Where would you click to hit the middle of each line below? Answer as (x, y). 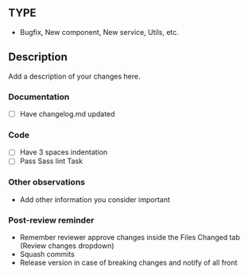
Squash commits (47, 254)
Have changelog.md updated (67, 113)
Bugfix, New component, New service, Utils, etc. (99, 32)
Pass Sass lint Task (51, 161)
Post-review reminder (51, 220)
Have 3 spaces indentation (64, 152)
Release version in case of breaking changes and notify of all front (128, 262)
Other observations (47, 182)
